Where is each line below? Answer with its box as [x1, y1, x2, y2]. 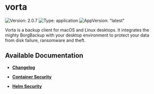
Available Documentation [5, 52, 84, 60]
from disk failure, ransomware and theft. [5, 37, 86, 43]
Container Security [12, 74, 52, 79]
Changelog [12, 64, 36, 70]
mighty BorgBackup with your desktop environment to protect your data [5, 32, 150, 38]
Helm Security [12, 83, 42, 89]
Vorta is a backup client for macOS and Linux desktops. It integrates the [5, 27, 150, 33]
